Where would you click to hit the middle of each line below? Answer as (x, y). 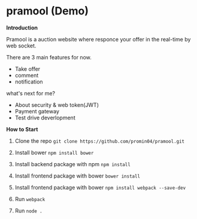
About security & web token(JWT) (57, 105)
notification (29, 82)
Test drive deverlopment (45, 118)
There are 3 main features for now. (49, 57)
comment (27, 75)
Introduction (22, 28)
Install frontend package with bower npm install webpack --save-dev (100, 187)
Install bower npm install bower (54, 152)
